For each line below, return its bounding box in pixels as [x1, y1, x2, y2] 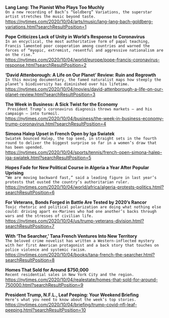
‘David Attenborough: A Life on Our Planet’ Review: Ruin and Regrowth [5, 72, 156, 78]
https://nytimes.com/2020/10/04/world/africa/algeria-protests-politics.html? [5, 184, 164, 190]
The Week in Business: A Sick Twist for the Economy [5, 101, 118, 107]
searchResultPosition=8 [5, 257, 55, 263]
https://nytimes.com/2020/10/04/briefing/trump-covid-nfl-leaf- [5, 302, 137, 307]
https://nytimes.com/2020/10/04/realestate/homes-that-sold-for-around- [5, 277, 158, 283]
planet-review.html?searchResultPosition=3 [5, 92, 96, 98]
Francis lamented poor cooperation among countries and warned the [5, 43, 150, 49]
